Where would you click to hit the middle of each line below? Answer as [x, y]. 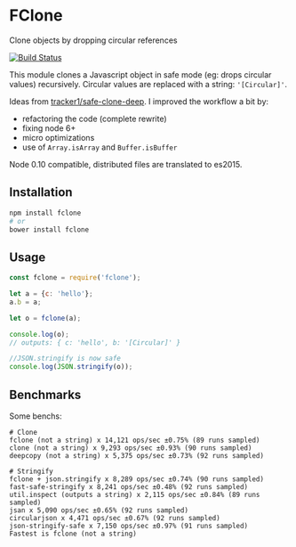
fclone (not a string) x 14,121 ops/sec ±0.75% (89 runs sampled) [135, 440]
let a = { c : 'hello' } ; [51, 294]
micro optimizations [58, 137]
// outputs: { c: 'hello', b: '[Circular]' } [95, 343]
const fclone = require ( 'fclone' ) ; [75, 278]
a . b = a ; [25, 302]
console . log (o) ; [39, 334]
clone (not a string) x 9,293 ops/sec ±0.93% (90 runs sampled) [131, 448]
